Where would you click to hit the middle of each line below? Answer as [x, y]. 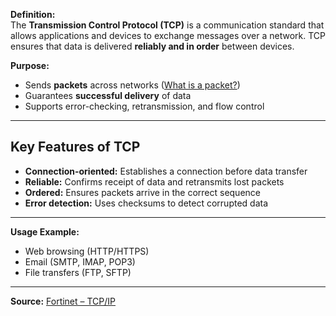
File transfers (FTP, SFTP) [78, 272]
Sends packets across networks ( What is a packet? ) [132, 85]
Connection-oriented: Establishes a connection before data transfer [166, 171]
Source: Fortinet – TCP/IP [63, 301]
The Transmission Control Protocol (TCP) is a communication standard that [167, 25]
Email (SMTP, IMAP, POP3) [80, 261]
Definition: [33, 14]
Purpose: [30, 65]
